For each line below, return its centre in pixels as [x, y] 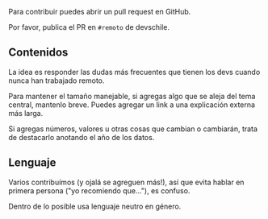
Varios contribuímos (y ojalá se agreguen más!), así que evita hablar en [126, 182]
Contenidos [38, 53]
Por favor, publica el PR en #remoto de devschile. [89, 27]
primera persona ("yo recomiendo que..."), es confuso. [99, 190]
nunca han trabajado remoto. [57, 81]
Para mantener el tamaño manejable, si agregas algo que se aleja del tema [132, 96]
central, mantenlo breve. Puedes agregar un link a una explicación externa [132, 105]
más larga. [26, 113]
